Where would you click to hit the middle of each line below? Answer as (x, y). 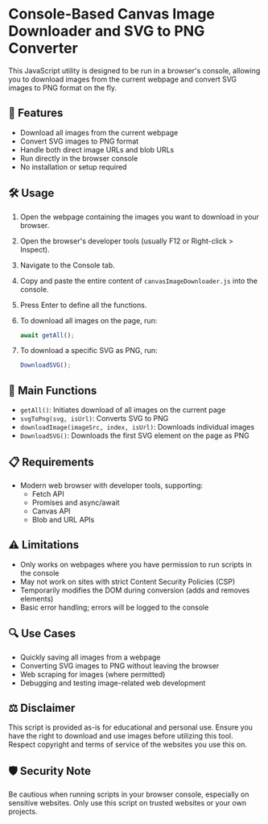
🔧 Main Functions (53, 391)
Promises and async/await (76, 502)
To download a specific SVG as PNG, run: (89, 351)
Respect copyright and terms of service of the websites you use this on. (128, 745)
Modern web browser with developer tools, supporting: (111, 485)
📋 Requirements (51, 462)
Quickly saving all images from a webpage (90, 657)
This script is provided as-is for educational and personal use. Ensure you (131, 727)
